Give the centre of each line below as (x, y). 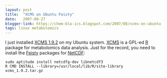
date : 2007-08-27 (25, 19)
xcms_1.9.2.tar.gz (24, 71)
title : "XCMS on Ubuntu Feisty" (40, 14)
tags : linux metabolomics (32, 28)
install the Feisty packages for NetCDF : (45, 53)
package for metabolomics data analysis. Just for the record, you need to (80, 48)
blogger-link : (20, 24)
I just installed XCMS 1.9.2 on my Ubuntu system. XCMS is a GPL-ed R (77, 42)
